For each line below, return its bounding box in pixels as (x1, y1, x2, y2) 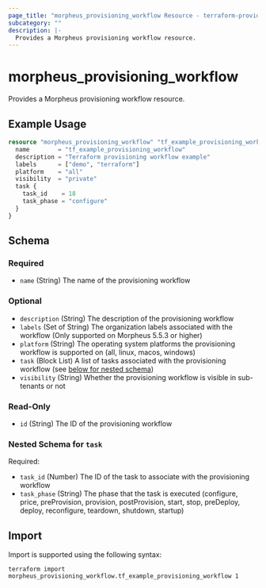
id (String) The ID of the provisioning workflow (19, 418, 173, 429)
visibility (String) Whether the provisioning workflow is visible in (19, 372, 237, 382)
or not (46, 381, 66, 390)
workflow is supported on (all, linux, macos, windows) (19, 347, 196, 357)
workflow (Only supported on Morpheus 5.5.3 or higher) (19, 330, 203, 340)
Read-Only (8, 401, 51, 412)
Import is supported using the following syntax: (8, 550, 162, 559)
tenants (19, 381, 45, 390)
